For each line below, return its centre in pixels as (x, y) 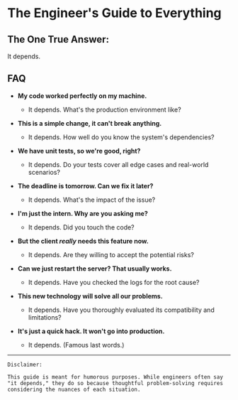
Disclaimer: (25, 364)
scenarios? (44, 172)
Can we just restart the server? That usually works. (95, 269)
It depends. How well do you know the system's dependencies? (121, 137)
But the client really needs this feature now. (83, 241)
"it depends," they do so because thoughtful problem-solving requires (115, 383)
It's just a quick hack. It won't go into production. (91, 331)
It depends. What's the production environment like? (105, 109)
